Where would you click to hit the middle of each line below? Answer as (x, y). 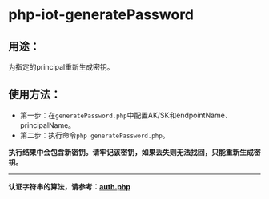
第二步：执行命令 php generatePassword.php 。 (94, 135)
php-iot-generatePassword (101, 15)
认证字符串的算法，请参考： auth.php (69, 186)
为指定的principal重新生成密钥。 (61, 67)
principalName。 (48, 125)
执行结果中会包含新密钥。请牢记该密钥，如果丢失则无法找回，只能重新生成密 (134, 152)
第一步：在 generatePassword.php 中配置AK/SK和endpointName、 (126, 115)
